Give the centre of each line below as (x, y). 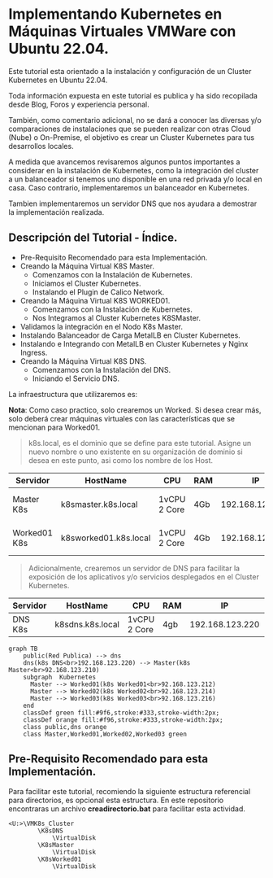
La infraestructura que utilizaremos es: (73, 394)
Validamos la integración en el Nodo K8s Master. (102, 326)
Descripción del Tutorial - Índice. (93, 238)
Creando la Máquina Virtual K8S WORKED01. (95, 300)
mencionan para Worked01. (54, 427)
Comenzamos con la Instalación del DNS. (102, 369)
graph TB (23, 649)
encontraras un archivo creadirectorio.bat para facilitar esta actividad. (127, 808)
